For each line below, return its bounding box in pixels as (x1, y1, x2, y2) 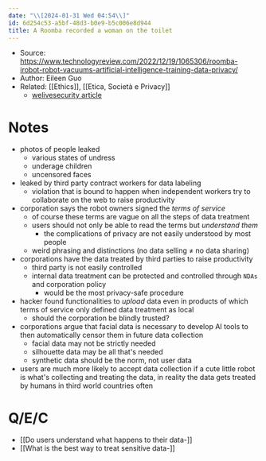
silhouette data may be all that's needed (31, 347, 163, 357)
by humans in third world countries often (19, 381, 154, 390)
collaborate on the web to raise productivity (31, 196, 175, 205)
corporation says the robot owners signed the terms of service (19, 203, 225, 213)
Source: (19, 48, 46, 58)
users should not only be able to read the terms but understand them (31, 220, 259, 230)
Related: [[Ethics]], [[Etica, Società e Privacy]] (19, 82, 170, 91)
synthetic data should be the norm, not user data (31, 355, 193, 366)
